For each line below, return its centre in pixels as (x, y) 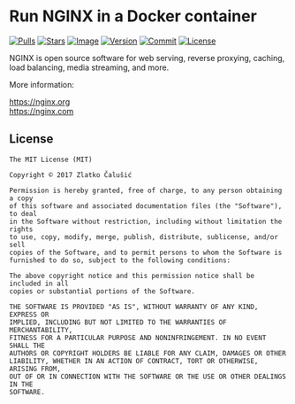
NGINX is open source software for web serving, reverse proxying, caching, (147, 58)
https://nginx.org (40, 101)
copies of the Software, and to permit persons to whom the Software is (146, 252)
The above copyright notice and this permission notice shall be (132, 276)
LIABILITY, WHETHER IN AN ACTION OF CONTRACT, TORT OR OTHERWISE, (134, 361)
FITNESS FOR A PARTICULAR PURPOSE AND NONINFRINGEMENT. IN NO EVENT (138, 338)
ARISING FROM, (35, 369)
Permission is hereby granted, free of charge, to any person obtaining (146, 190)
